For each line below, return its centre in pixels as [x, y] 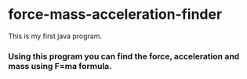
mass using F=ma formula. [60, 66]
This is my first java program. [55, 36]
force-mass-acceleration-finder [115, 14]
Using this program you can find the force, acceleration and [124, 56]
